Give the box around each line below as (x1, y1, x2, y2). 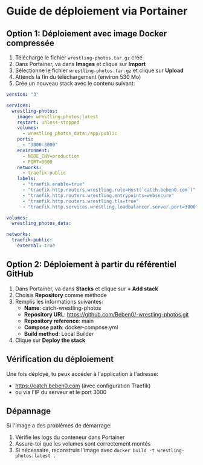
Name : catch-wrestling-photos (24, 304, 101, 312)
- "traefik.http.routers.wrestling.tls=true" (22, 198, 139, 204)
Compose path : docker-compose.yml (24, 323, 118, 331)
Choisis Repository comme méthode (14, 291, 107, 298)
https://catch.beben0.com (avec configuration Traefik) (14, 382, 151, 389)
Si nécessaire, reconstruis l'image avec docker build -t (14, 447, 155, 454)
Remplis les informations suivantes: (14, 298, 104, 305)
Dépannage (6, 406, 51, 416)
